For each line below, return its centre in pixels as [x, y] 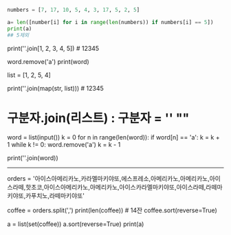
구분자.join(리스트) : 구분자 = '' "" [98, 118]
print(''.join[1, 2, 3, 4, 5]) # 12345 [53, 48]
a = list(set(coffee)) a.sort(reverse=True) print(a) [76, 224]
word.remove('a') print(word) [48, 61]
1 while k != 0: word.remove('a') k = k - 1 [64, 145]
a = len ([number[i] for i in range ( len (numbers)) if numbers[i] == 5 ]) [110, 22]
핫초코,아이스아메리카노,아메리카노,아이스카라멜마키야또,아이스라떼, [115, 187]
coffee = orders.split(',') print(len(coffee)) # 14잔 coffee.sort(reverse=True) [112, 210]
